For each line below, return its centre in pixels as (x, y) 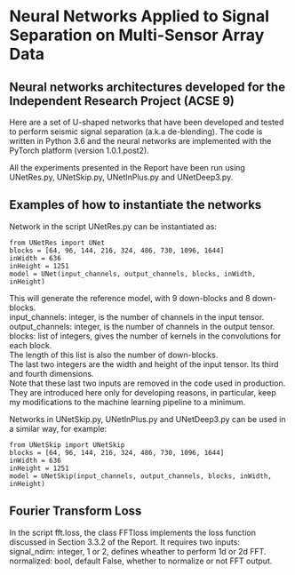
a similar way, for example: (58, 428)
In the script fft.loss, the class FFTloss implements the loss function (132, 532)
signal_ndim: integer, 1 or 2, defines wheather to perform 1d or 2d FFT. (138, 551)
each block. (31, 345)
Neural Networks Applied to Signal (139, 16)
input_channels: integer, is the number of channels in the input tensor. (137, 316)
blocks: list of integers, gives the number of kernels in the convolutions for (145, 336)
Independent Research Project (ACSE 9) (122, 101)
